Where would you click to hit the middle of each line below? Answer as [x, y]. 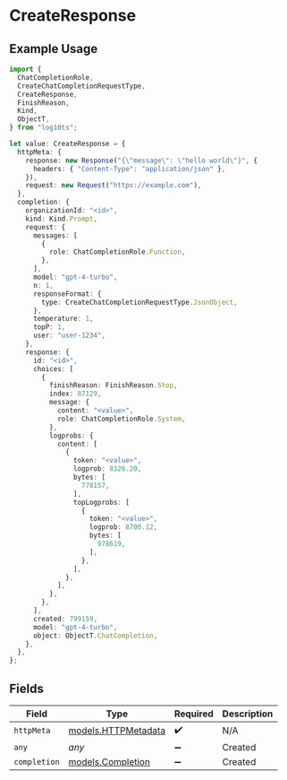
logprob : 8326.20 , [107, 469]
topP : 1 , [49, 327]
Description [248, 714]
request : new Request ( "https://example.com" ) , [114, 186]
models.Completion [109, 761]
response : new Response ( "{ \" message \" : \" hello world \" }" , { [142, 160]
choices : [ [53, 368]
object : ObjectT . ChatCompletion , [95, 636]
